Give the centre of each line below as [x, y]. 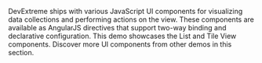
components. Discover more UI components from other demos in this [120, 44]
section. [21, 52]
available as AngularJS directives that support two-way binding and [117, 28]
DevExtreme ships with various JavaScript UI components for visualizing [126, 11]
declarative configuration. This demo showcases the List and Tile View [122, 36]
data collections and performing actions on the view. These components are [131, 19]
